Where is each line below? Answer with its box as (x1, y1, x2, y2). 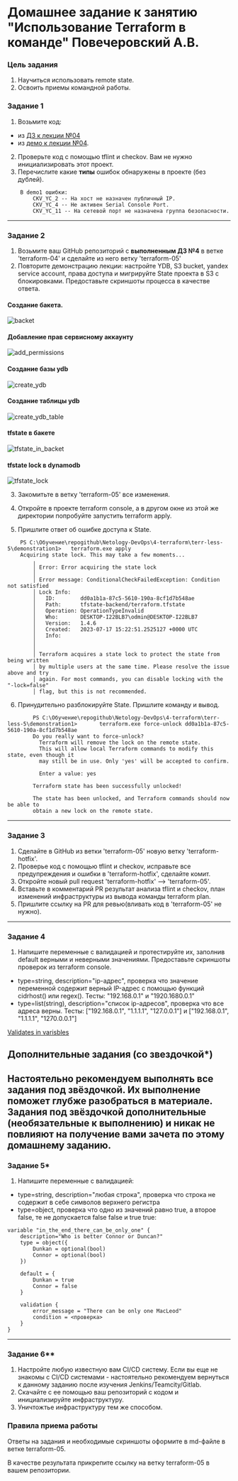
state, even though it (7, 752, 74, 759)
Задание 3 (7, 831, 45, 841)
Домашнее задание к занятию (7, 4, 198, 21)
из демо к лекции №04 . (17, 138, 89, 147)
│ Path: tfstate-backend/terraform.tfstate (33, 601, 186, 608)
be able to (7, 802, 40, 809)
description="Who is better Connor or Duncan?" (20, 1233, 163, 1240)
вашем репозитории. (7, 1465, 71, 1474)
